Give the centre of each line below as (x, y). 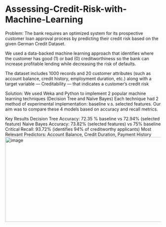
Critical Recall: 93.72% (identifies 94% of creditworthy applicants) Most (78, 129)
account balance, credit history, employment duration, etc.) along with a (78, 78)
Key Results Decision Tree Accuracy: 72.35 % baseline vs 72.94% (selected (83, 118)
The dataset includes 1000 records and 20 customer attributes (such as (78, 73)
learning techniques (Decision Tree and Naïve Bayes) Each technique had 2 (82, 98)
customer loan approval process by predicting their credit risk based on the (82, 38)
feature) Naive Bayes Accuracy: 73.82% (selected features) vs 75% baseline (83, 124)
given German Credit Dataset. (35, 43)
